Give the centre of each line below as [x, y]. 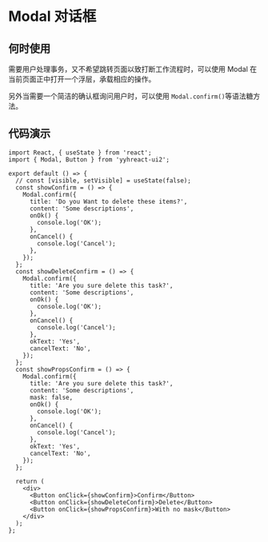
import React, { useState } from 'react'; [80, 153]
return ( [30, 481]
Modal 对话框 [52, 16]
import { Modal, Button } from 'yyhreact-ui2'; [89, 159]
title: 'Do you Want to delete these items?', [108, 201]
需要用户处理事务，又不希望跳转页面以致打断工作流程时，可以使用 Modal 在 [133, 69]
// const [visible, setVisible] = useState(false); [104, 181]
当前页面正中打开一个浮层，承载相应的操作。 [82, 79]
